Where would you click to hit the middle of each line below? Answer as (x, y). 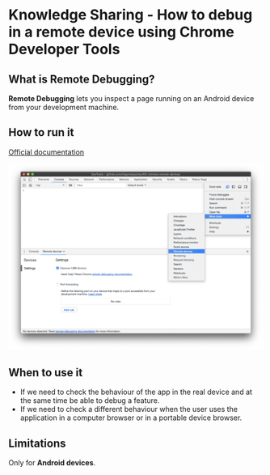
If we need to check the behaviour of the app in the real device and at (136, 392)
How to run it (41, 132)
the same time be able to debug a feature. (90, 401)
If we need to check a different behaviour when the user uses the (129, 409)
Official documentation (46, 152)
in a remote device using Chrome (121, 32)
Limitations (37, 443)
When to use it (46, 373)
